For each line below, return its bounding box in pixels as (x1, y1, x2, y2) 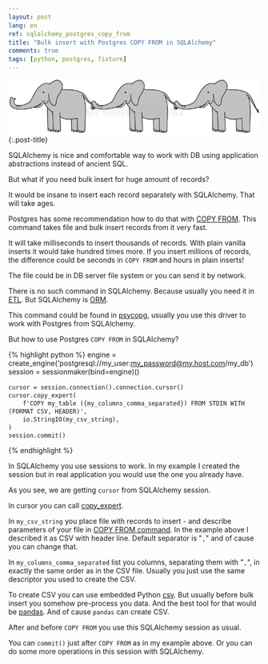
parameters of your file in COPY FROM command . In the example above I (8, 524, 250, 534)
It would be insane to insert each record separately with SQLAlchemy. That (8, 189, 255, 200)
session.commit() (8, 431, 66, 439)
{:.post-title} (8, 135, 49, 144)
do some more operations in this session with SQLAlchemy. (8, 646, 204, 656)
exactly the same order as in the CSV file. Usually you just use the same (8, 565, 246, 575)
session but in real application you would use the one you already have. (8, 469, 244, 479)
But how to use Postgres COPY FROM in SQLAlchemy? (8, 334, 179, 344)
